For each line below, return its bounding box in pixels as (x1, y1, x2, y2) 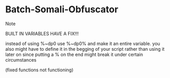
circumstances (5, 56, 37, 63)
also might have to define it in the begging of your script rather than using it (5, 46, 165, 52)
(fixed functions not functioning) (5, 67, 74, 73)
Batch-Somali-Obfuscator (5, 4, 119, 15)
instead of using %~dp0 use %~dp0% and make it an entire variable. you (5, 40, 160, 47)
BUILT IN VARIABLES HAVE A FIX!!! (5, 30, 79, 36)
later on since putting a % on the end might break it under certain (5, 51, 143, 57)
